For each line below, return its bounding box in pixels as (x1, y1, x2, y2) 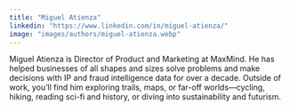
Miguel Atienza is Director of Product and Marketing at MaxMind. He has (9, 54, 275, 65)
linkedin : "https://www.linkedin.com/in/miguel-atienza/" (9, 21, 229, 30)
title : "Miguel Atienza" (9, 12, 101, 22)
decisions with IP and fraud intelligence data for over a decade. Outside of (9, 73, 282, 83)
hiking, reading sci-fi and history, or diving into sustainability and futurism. (9, 91, 282, 102)
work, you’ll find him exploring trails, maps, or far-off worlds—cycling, (9, 82, 265, 93)
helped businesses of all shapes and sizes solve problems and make (9, 63, 261, 74)
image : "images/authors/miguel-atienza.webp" (9, 29, 181, 38)
